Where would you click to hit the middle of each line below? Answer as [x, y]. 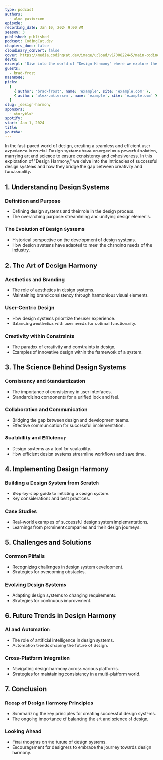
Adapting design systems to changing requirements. [64, 595]
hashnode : [15, 77]
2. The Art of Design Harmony [51, 265]
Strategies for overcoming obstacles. [49, 572]
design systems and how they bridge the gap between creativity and [73, 167]
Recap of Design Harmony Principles [49, 703]
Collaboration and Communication [46, 410]
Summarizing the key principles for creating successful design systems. [84, 714]
